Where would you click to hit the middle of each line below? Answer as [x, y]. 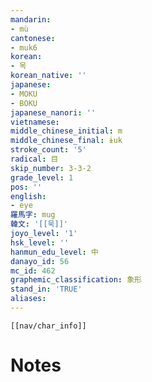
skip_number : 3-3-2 [51, 168]
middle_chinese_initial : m [66, 131]
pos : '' [26, 187]
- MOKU [24, 94]
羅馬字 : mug [33, 215]
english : [28, 196]
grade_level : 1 [42, 177]
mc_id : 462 [33, 271]
